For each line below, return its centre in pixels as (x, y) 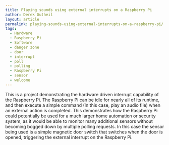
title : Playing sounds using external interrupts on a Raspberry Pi (79, 10)
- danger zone (24, 47)
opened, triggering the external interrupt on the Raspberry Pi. (69, 137)
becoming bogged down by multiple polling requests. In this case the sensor (85, 126)
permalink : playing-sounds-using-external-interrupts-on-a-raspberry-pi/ (84, 24)
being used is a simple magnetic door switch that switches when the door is (84, 132)
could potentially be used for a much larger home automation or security (80, 116)
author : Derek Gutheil (29, 15)
